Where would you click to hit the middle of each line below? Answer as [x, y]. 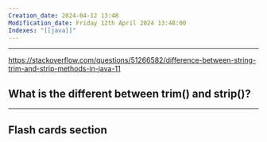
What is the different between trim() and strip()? [130, 93]
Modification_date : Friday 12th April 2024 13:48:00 [97, 23]
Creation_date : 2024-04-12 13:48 [64, 15]
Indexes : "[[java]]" [43, 30]
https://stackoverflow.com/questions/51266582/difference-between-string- [132, 60]
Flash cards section [58, 130]
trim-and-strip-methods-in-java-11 [64, 69]
